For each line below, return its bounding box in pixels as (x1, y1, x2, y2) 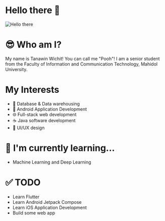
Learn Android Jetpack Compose (12, 199, 82, 205)
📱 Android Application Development (12, 106, 87, 112)
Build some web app (12, 209, 56, 216)
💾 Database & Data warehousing (12, 100, 80, 106)
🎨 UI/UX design (12, 125, 45, 131)
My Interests (5, 84, 60, 95)
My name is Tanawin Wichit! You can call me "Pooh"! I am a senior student (5, 56, 160, 62)
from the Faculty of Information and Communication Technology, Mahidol (5, 61, 158, 67)
